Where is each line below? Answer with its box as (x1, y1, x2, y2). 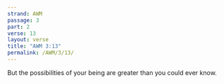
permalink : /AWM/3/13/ (7, 50, 74, 57)
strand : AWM (7, 10, 42, 17)
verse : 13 (7, 29, 37, 37)
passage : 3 (7, 17, 40, 24)
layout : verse (7, 36, 49, 43)
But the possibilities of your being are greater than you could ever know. (7, 68, 217, 77)
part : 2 (7, 23, 30, 30)
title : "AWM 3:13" (7, 43, 61, 50)
